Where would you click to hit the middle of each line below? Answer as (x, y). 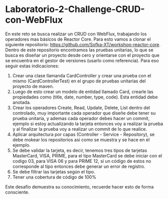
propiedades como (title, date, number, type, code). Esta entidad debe (85, 97)
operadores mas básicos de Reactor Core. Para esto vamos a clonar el (78, 39)
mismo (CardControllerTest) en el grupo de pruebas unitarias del (79, 81)
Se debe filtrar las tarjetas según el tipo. (54, 171)
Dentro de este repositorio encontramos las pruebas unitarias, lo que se (79, 50)
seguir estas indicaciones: (32, 66)
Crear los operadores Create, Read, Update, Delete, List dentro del (81, 108)
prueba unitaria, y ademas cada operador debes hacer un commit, (81, 118)
